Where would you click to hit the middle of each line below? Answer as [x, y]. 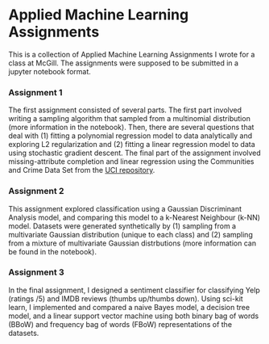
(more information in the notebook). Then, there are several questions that [131, 128]
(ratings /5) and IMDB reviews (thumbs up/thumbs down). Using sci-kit [126, 298]
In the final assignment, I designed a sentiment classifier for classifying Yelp [134, 290]
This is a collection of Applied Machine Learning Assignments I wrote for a [132, 54]
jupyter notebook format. [50, 71]
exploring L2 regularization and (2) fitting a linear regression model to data [132, 145]
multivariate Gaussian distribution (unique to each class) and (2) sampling [131, 234]
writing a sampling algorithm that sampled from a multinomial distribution [130, 119]
